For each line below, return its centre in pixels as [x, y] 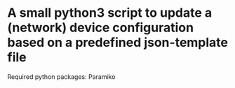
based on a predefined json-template [118, 43]
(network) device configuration [101, 28]
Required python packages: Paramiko [61, 76]
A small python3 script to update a [110, 13]
